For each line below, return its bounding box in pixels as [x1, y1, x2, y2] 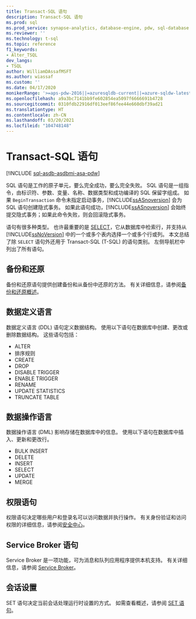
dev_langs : [6, 57, 33, 63]
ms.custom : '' [6, 80, 41, 86]
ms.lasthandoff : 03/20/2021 [6, 118, 75, 124]
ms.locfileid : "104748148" [6, 123, 72, 129]
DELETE [14, 454, 34, 461]
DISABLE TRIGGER [14, 368, 60, 375]
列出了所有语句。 [6, 245, 47, 252]
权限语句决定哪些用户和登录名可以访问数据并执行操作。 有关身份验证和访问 [6, 514, 187, 521]
